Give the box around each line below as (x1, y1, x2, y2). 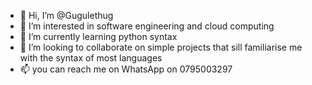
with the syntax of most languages (19, 52, 163, 64)
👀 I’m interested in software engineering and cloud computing (19, 20, 275, 32)
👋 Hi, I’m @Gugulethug (19, 10, 114, 21)
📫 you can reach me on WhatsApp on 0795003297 (19, 63, 233, 75)
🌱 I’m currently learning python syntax (19, 31, 178, 42)
